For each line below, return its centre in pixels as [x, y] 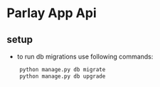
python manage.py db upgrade [63, 76]
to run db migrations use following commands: [85, 56]
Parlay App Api [52, 13]
